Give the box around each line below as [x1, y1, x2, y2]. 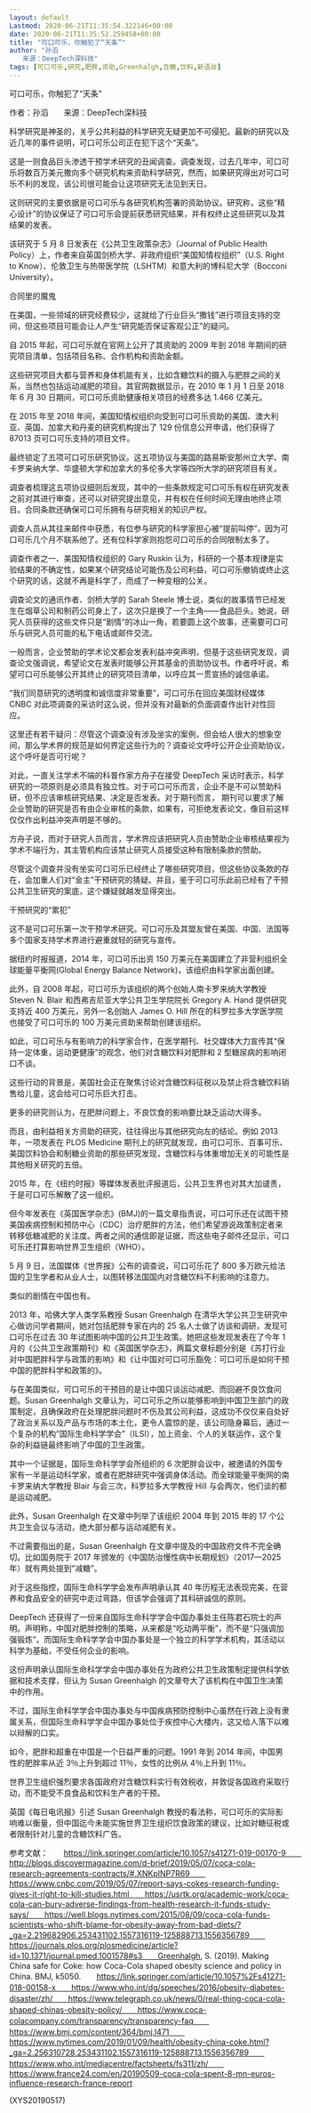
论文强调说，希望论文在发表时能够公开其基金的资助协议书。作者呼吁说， [16, 657, 282, 668]
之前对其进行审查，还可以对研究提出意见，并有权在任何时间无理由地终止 [9, 493, 274, 504]
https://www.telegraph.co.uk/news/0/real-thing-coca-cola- [68, 1993, 286, 2004]
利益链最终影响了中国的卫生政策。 [24, 1439, 149, 1450]
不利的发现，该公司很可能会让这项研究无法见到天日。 [16, 178, 211, 189]
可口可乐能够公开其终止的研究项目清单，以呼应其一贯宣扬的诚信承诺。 [16, 668, 274, 679]
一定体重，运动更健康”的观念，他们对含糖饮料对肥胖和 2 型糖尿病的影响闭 [16, 1046, 287, 1057]
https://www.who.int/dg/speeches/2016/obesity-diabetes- [70, 1981, 285, 1993]
